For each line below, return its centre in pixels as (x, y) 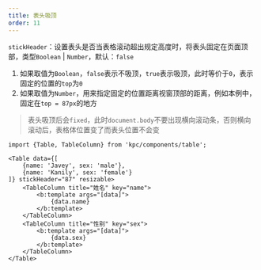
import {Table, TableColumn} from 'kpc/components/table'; (108, 145)
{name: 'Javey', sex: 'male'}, (74, 165)
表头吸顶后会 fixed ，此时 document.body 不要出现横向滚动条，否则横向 (139, 120)
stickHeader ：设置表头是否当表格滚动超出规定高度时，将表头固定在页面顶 (128, 46)
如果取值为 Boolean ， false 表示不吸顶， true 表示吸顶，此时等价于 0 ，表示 (136, 73)
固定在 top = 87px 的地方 (58, 103)
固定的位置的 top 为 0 (51, 83)
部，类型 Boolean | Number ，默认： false (71, 56)
